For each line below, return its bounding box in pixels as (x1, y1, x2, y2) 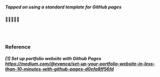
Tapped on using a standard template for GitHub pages (5, 4, 122, 10)
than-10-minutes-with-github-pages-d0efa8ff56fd (5, 66, 114, 72)
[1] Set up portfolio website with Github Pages (5, 56, 102, 62)
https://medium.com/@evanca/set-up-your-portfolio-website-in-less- (5, 61, 155, 67)
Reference (5, 43, 31, 50)
